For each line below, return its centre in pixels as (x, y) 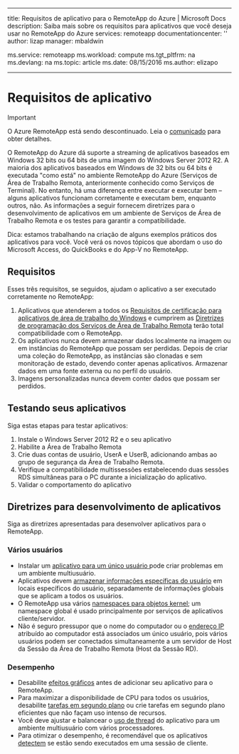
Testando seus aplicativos (67, 409)
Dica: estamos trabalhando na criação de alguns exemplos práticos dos (112, 234)
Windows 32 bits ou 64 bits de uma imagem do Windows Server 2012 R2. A (118, 160)
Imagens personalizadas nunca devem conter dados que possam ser (119, 378)
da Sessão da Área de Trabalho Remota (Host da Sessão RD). (108, 649)
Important (22, 117)
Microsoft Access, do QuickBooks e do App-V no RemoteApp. (98, 249)
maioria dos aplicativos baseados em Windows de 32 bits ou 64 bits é (110, 167)
